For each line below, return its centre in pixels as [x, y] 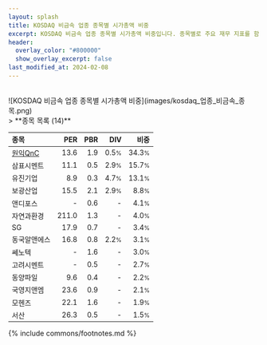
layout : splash [33, 17]
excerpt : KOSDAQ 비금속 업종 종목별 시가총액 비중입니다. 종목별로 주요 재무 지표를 [130, 34]
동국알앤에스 [31, 240]
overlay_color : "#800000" [59, 51]
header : [21, 42]
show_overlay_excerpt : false [64, 59]
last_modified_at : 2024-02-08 [59, 68]
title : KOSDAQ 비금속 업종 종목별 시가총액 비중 [79, 25]
